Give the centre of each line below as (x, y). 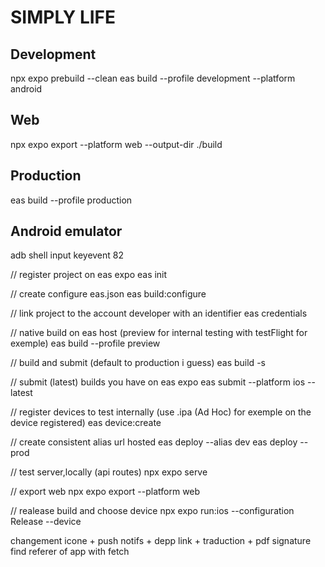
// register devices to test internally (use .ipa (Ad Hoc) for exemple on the (161, 412)
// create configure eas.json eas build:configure (108, 294)
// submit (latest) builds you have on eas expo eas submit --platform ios (158, 382)
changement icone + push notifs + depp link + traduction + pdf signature (161, 541)
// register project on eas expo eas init (89, 275)
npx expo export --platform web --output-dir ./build (116, 144)
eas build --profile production (71, 200)
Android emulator (66, 231)
